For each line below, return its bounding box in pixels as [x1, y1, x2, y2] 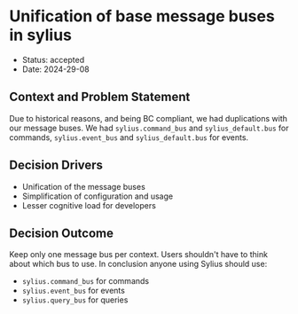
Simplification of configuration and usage [21, 191, 174, 201]
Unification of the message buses [21, 181, 146, 192]
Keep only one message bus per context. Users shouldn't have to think [9, 249, 269, 260]
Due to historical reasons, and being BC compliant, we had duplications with [9, 113, 288, 123]
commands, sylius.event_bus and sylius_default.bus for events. [9, 131, 249, 143]
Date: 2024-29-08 [21, 64, 90, 75]
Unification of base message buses [9, 6, 275, 27]
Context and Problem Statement [9, 90, 191, 105]
